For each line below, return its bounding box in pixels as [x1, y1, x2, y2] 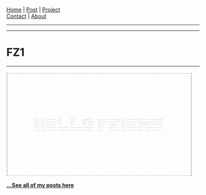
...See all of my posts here [6, 181, 75, 189]
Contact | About [6, 12, 47, 20]
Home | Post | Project [6, 6, 61, 13]
